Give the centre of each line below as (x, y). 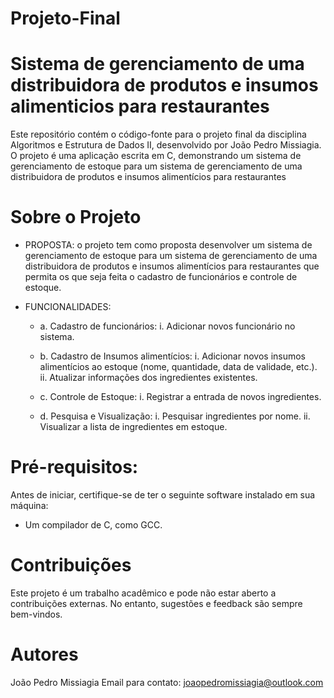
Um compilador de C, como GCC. (93, 525)
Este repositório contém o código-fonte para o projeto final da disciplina (158, 134)
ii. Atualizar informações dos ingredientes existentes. (148, 378)
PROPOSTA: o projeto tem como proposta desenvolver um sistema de (168, 245)
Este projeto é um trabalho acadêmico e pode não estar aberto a (143, 593)
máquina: (29, 505)
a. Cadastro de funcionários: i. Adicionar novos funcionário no (167, 326)
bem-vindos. (36, 614)
